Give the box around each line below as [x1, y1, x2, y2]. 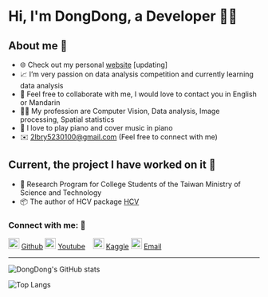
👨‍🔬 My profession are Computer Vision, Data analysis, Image [19, 107, 220, 115]
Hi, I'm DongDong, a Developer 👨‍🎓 [8, 7, 238, 25]
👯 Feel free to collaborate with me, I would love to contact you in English [19, 89, 257, 99]
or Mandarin [19, 98, 61, 107]
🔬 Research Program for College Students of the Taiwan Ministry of [19, 179, 242, 189]
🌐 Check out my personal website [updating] [19, 60, 168, 69]
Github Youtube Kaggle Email [21, 242, 162, 252]
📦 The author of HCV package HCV [19, 197, 140, 206]
